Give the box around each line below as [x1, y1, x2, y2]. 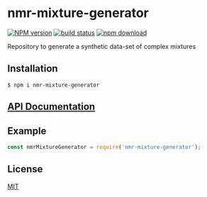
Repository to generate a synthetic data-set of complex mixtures [7, 42, 196, 50]
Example [7, 125, 47, 137]
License [7, 163, 43, 175]
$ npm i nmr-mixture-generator [7, 81, 100, 89]
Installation [7, 62, 58, 75]
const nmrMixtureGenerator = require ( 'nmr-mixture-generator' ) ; [7, 143, 201, 150]
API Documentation [7, 101, 96, 113]
